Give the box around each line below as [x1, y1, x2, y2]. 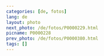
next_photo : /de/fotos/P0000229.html [6, 24, 99, 31]
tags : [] [6, 41, 28, 47]
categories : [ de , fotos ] [6, 8, 67, 15]
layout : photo [6, 19, 41, 25]
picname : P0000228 [6, 30, 51, 36]
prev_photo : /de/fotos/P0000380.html [6, 36, 99, 41]
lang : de [6, 14, 28, 20]
